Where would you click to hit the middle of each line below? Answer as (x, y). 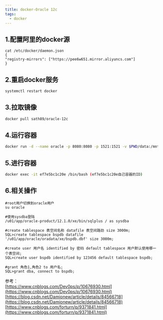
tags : (10, 14)
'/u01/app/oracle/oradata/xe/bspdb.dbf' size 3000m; (59, 239)
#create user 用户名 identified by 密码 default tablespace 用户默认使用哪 (79, 248)
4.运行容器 (21, 135)
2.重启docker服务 (32, 80)
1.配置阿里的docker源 (38, 39)
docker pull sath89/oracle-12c (37, 119)
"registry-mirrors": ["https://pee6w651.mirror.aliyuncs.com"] (70, 59)
